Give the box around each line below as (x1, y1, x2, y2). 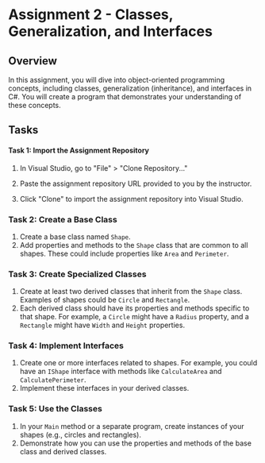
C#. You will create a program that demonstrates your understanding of (8, 92, 242, 101)
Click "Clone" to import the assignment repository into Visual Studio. (19, 194, 244, 203)
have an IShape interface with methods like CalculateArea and (19, 367, 222, 376)
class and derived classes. (19, 446, 107, 456)
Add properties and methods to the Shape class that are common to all (19, 240, 248, 249)
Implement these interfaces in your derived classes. (19, 384, 190, 393)
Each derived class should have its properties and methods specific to (19, 303, 250, 313)
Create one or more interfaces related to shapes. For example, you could (19, 358, 258, 368)
